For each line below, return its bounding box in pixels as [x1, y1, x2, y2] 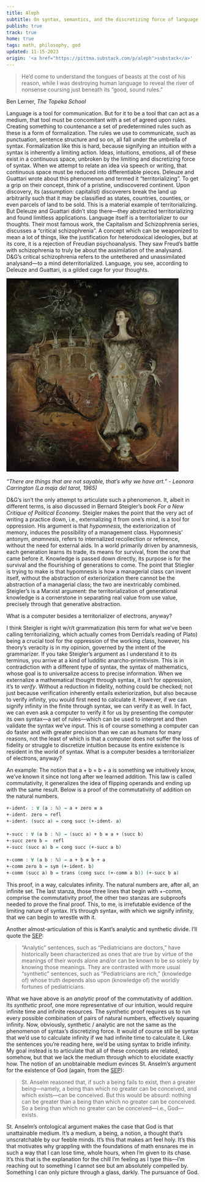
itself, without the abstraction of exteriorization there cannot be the [6, 574, 176, 582]
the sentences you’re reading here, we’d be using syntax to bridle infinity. [6, 1040, 192, 1048]
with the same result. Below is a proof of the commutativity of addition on [6, 786, 192, 794]
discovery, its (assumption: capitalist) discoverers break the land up [6, 188, 177, 195]
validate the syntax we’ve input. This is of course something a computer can [6, 722, 199, 729]
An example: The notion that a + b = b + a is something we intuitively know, [6, 767, 196, 774]
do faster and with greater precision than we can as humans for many [6, 729, 182, 736]
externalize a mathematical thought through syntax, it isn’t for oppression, [6, 677, 193, 684]
